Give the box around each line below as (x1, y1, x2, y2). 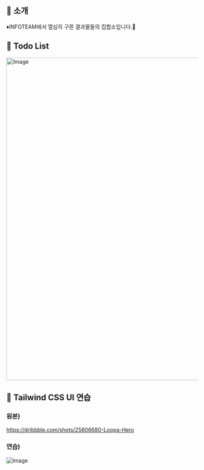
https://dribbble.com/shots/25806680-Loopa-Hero (6, 426, 135, 434)
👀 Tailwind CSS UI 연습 (6, 392, 91, 403)
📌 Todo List (6, 41, 50, 52)
